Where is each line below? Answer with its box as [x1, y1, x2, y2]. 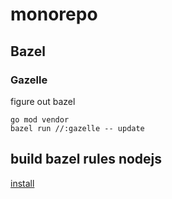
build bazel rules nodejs [10, 151, 163, 168]
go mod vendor [10, 114, 70, 125]
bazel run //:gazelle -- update [10, 123, 145, 133]
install [10, 177, 35, 189]
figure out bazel [10, 95, 76, 107]
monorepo [10, 3, 98, 26]
